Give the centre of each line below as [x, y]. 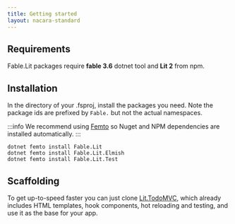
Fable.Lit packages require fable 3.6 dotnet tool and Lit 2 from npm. [106, 66]
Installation [32, 88]
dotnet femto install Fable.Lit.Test [63, 160]
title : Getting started [42, 14]
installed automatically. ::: [44, 134]
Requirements [39, 49]
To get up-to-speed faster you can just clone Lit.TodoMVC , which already [114, 198]
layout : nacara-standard [44, 20]
